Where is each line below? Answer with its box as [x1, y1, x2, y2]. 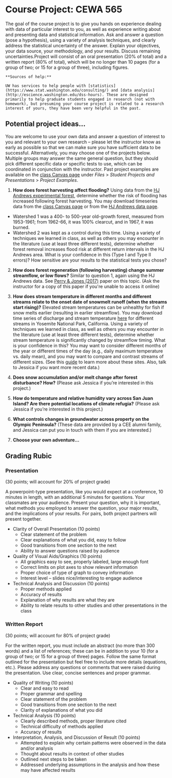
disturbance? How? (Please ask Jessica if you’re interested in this [12, 379, 154, 386]
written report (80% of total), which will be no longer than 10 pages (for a [5, 59, 160, 65]
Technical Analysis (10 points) [12, 712, 76, 718]
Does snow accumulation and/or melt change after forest [12, 374, 138, 380]
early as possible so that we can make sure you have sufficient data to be [5, 144, 161, 150]
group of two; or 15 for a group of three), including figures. [5, 64, 129, 70]
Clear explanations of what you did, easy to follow [20, 537, 127, 543]
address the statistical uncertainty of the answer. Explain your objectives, [5, 42, 160, 48]
